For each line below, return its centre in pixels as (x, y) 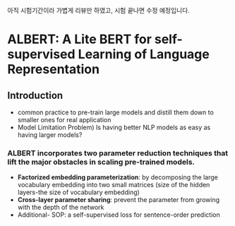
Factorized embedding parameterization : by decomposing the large (118, 177)
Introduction (35, 95)
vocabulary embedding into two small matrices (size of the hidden (114, 185)
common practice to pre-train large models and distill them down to (115, 112)
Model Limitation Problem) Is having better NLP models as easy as (114, 127)
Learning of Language (144, 54)
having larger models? (50, 135)
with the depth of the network (61, 208)
